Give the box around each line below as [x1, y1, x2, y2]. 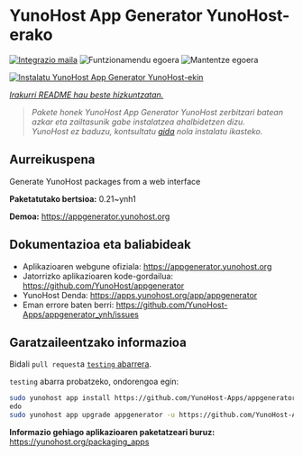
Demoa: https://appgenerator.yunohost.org [9, 211, 170, 222]
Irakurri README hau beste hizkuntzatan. [9, 89, 164, 100]
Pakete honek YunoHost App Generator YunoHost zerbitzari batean [31, 106, 284, 117]
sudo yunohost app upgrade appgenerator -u [9, 411, 176, 420]
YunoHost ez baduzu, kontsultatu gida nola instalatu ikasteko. [31, 125, 263, 136]
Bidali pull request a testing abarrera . [9, 359, 151, 369]
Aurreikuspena [9, 152, 96, 168]
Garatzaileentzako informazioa [9, 334, 187, 350]
